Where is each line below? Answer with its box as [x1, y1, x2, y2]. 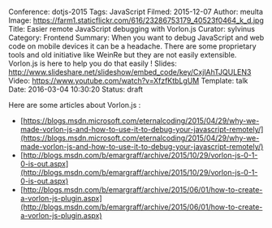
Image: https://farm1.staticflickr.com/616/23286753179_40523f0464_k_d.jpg [8, 15, 264, 25]
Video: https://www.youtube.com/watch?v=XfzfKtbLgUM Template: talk [8, 76, 248, 85]
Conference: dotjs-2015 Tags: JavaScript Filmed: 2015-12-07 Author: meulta [8, 7, 264, 16]
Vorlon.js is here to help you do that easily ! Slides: [8, 58, 177, 68]
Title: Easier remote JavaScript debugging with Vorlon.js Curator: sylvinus [8, 24, 256, 33]
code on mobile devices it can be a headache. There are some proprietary [8, 41, 257, 51]
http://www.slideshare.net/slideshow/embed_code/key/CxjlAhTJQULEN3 [8, 67, 252, 76]
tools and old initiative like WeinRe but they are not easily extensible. [8, 50, 237, 59]
